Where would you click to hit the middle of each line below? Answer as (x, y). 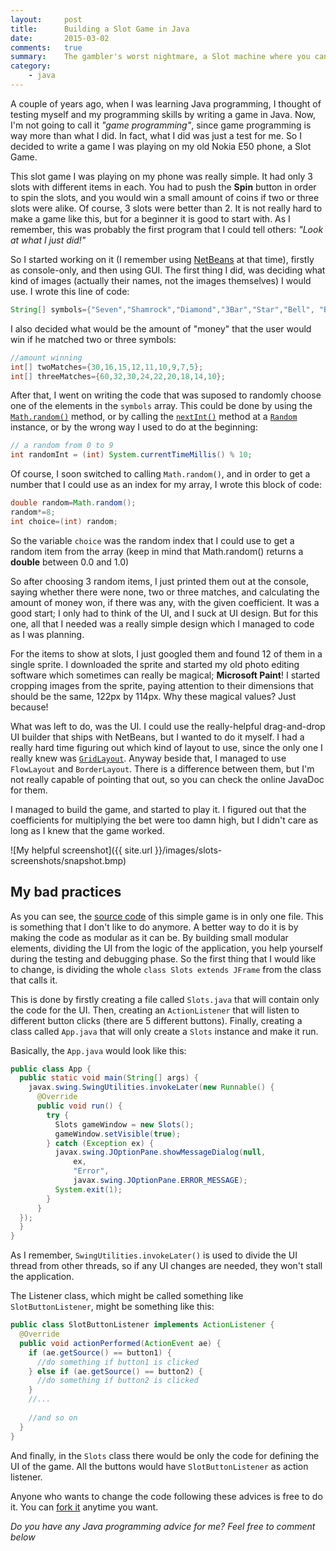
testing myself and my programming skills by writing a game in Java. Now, (163, 114)
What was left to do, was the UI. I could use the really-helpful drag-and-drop (168, 726)
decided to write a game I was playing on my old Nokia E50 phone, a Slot (161, 146)
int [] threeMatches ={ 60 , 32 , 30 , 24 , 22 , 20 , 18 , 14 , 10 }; (118, 376)
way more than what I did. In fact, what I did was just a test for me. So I (156, 135)
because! (29, 707)
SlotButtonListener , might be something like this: (112, 1307)
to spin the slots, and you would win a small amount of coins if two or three (165, 197)
